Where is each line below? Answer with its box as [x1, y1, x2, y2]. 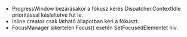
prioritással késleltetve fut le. [11, 11, 84, 18]
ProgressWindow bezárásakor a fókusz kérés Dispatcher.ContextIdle [11, 5, 181, 12]
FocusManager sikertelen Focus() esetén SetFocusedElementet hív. [11, 24, 178, 31]
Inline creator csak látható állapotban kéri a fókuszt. [11, 18, 139, 24]
